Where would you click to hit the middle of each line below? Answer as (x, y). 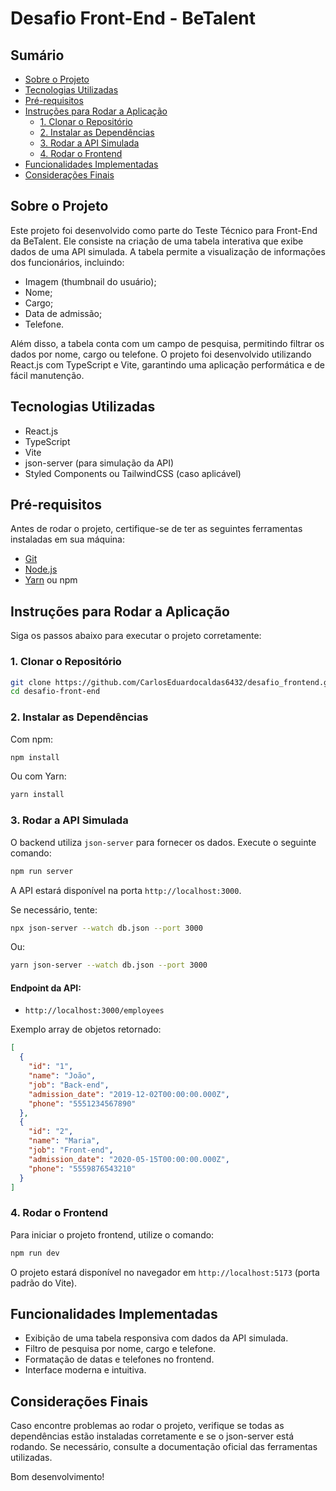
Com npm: (31, 739)
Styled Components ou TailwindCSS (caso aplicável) (133, 473)
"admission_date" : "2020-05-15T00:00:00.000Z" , (129, 1159)
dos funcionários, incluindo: (67, 262)
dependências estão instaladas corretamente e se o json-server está (152, 1436)
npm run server (42, 871)
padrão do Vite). (44, 1283)
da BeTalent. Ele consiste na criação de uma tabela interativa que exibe (157, 241)
